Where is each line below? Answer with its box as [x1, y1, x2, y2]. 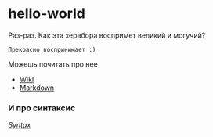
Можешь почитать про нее [8, 59, 98, 69]
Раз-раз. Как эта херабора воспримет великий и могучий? [8, 31, 206, 40]
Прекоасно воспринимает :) [8, 45, 96, 53]
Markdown [19, 83, 55, 92]
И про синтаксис [8, 103, 76, 114]
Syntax [8, 121, 31, 130]
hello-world [8, 5, 86, 23]
